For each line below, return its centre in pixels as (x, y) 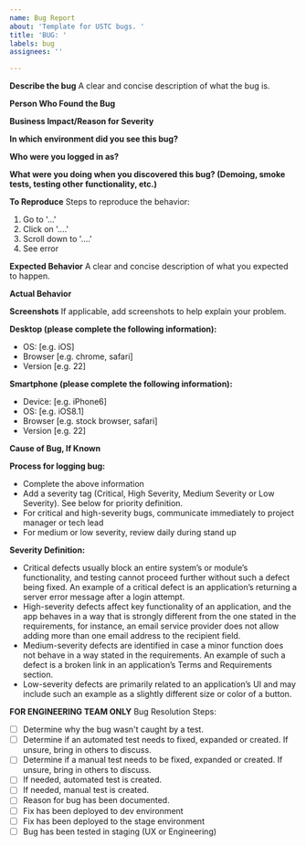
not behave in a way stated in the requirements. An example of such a (154, 655)
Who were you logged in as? (64, 157)
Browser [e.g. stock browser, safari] (90, 421)
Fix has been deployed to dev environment (103, 810)
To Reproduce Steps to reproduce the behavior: (100, 202)
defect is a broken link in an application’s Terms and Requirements (147, 665)
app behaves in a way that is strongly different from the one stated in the (159, 617)
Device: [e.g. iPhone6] (65, 402)
